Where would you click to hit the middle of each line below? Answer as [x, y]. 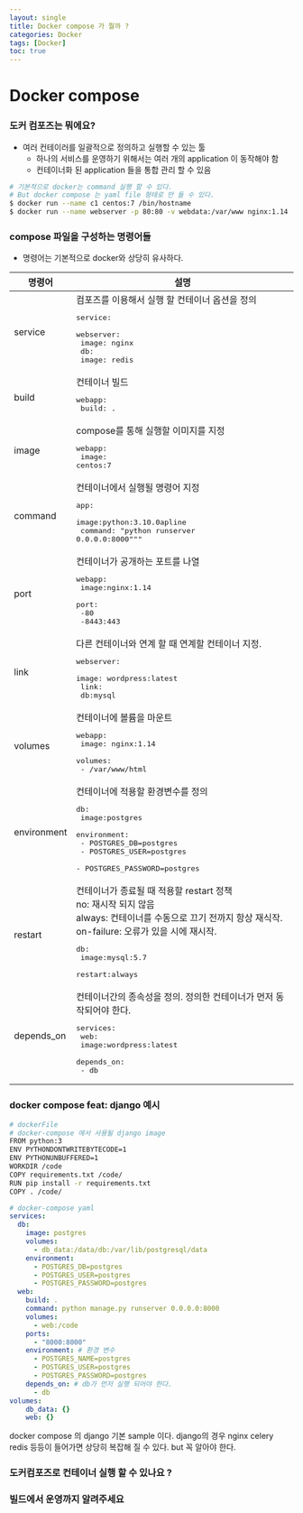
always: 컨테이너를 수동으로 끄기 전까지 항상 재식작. [179, 918]
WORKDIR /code [36, 1167]
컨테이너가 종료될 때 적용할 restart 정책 [154, 891]
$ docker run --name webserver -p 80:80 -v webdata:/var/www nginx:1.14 [149, 212]
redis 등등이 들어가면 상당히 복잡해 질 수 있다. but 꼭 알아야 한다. [123, 1447]
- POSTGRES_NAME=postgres [82, 1359]
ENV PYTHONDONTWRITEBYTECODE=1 [68, 1150]
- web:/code [55, 1325]
